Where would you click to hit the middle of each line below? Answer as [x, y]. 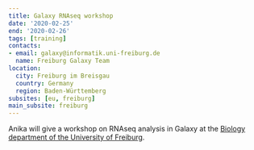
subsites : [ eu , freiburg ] [52, 98]
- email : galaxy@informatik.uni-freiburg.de [84, 53]
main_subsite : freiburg [48, 106]
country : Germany [45, 83]
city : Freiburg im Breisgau [63, 76]
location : [25, 69]
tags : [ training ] [37, 38]
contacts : [25, 46]
